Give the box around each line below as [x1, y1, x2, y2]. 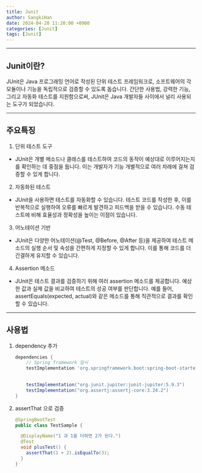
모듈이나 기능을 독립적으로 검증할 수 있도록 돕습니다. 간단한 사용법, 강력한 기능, [6, 85, 191, 92]
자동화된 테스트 [14, 183, 51, 190]
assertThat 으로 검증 [14, 404, 64, 412]
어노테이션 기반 [14, 224, 51, 231]
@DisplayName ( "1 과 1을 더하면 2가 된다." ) [20, 433, 121, 439]
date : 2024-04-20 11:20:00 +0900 [6, 20, 90, 26]
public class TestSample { [14, 422, 83, 428]
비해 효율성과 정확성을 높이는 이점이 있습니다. [31, 211, 137, 218]
